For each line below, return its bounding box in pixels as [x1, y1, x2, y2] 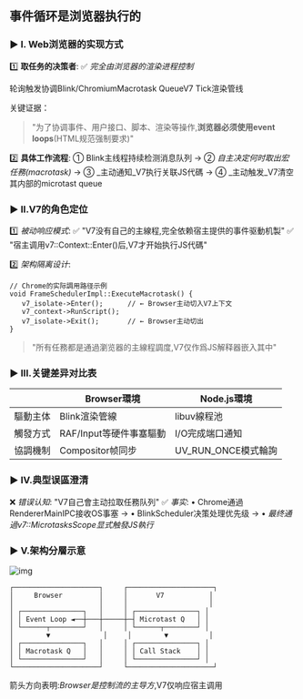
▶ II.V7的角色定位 [9, 203, 88, 216]
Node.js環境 [199, 392, 253, 405]
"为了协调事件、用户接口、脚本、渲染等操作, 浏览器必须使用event [31, 121, 276, 132]
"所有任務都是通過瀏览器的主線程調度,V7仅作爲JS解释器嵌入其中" [31, 341, 278, 352]
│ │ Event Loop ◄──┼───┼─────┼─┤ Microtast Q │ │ [9, 614, 209, 623]
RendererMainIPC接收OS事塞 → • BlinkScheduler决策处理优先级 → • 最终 [9, 508, 285, 519]
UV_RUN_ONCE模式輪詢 [174, 444, 278, 457]
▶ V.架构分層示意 [9, 544, 86, 557]
